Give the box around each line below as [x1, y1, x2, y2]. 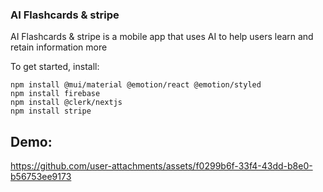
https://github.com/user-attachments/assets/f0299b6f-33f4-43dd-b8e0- [10, 160, 313, 172]
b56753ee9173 [10, 171, 72, 183]
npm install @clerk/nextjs [10, 98, 123, 108]
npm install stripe [10, 106, 92, 117]
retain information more [10, 41, 108, 53]
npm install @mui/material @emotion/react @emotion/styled [10, 80, 262, 90]
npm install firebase [10, 89, 101, 99]
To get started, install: [10, 61, 100, 73]
